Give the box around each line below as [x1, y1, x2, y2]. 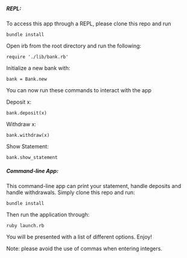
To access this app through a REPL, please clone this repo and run [6, 20, 171, 27]
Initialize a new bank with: [6, 64, 71, 72]
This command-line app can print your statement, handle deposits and [6, 182, 182, 189]
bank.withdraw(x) [6, 132, 50, 138]
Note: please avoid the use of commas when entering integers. [6, 245, 163, 252]
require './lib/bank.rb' [6, 54, 69, 60]
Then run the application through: [6, 211, 90, 218]
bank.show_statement [6, 154, 59, 160]
